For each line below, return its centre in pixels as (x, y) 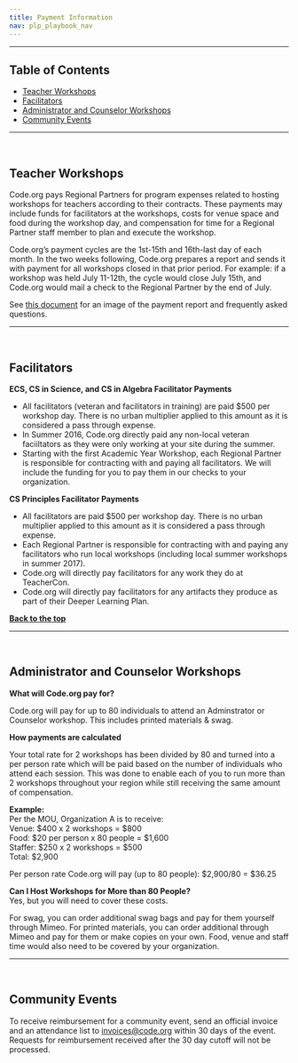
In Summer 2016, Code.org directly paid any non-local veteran (136, 434)
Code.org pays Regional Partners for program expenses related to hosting (144, 195)
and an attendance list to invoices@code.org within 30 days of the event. (143, 1030)
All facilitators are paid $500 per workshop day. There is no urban (142, 516)
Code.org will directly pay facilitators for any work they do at (133, 572)
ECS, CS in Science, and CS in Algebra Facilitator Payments (121, 388)
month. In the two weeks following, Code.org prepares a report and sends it (147, 260)
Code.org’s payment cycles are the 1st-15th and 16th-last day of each (135, 250)
